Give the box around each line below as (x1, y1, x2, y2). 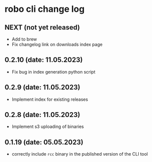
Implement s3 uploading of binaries (11, 123, 84, 129)
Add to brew (11, 36, 38, 42)
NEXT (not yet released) (4, 23, 80, 32)
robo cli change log (4, 3, 85, 15)
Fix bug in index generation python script (11, 69, 96, 75)
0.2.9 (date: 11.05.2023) (4, 83, 80, 92)
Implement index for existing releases (11, 96, 88, 102)
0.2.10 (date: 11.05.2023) (4, 56, 83, 64)
